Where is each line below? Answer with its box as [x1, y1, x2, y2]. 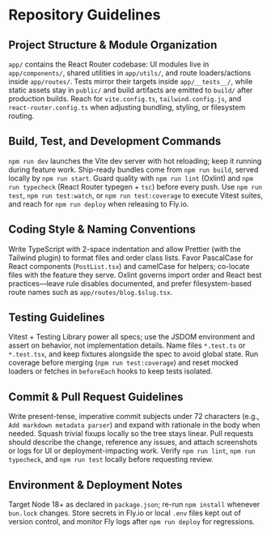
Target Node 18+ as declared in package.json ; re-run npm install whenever [8, 500, 260, 510]
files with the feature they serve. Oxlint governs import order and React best [8, 270, 262, 280]
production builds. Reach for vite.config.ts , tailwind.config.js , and [8, 94, 242, 103]
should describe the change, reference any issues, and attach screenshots [8, 438, 258, 447]
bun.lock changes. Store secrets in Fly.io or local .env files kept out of [8, 508, 241, 518]
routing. [8, 111, 35, 121]
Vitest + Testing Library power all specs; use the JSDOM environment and [8, 332, 256, 342]
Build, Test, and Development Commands [8, 135, 222, 148]
